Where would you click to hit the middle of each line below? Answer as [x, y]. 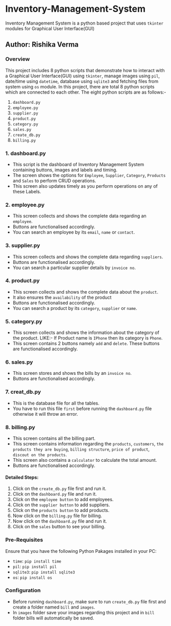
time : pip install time [37, 561]
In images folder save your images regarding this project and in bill [83, 612]
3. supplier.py [23, 245]
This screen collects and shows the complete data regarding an [79, 216]
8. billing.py [20, 427]
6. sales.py [19, 362]
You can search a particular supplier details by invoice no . [74, 267]
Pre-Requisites [24, 540]
